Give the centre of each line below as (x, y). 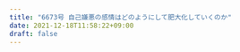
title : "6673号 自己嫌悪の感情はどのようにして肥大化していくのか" (120, 17)
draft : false (34, 33)
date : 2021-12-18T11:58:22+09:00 (72, 26)
